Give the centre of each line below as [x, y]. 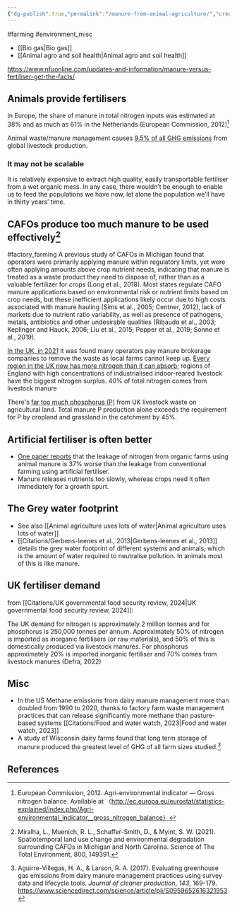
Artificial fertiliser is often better [80, 439]
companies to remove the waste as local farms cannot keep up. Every [109, 359]
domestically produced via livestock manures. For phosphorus [98, 646]
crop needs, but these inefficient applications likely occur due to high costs [116, 300]
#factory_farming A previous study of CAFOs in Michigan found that [106, 255]
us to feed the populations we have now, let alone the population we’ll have [116, 195]
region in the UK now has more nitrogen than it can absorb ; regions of [109, 366]
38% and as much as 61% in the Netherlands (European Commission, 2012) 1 [119, 124]
